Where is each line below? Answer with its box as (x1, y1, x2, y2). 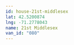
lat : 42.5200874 (5, 14, 45, 20)
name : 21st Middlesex (5, 25, 58, 31)
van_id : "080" (5, 30, 40, 36)
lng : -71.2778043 (5, 19, 48, 25)
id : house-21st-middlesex (5, 8, 68, 15)
